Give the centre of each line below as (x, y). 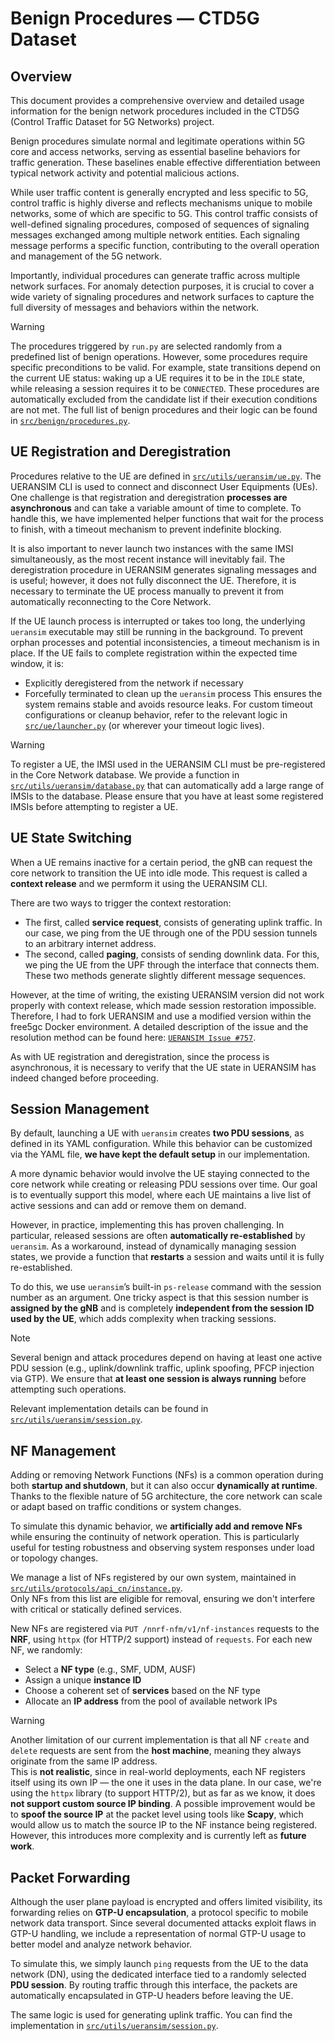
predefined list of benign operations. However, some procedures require (159, 356)
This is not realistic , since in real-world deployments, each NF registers (158, 1772)
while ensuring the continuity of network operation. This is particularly (155, 1537)
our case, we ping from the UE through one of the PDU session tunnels (171, 933)
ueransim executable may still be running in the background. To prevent (157, 631)
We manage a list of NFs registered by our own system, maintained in (153, 1578)
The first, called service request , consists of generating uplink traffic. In (173, 922)
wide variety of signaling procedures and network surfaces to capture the (162, 296)
